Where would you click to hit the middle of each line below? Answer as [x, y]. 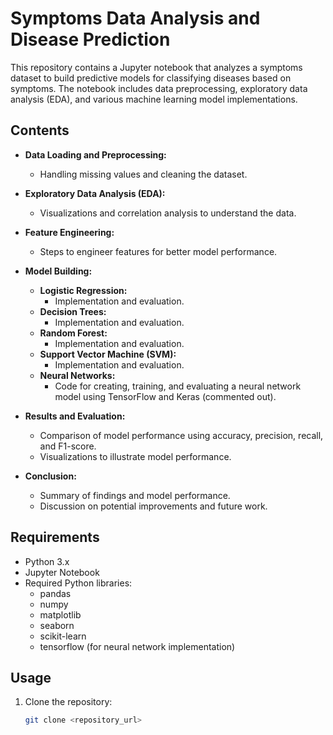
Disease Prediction [90, 39]
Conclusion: [50, 476]
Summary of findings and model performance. [135, 495]
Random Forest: [73, 333]
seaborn [57, 625]
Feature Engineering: [69, 232]
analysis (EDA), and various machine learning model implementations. [154, 99]
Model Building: [58, 271]
